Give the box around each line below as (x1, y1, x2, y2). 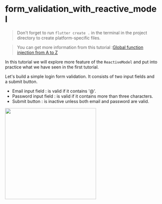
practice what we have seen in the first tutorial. (5, 64, 99, 70)
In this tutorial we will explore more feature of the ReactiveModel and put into (5, 59, 158, 65)
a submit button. (5, 79, 38, 85)
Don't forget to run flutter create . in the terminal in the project (16, 30, 147, 35)
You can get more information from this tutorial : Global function (16, 44, 144, 50)
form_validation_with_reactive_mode (5, 3, 157, 15)
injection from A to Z (16, 50, 58, 55)
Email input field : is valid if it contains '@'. (12, 88, 96, 94)
